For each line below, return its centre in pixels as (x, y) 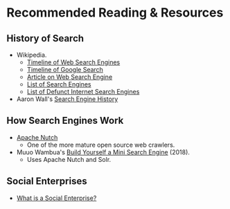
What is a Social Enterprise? (56, 198)
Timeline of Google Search (65, 70)
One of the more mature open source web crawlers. (101, 145)
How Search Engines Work (65, 121)
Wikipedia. (32, 55)
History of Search (45, 38)
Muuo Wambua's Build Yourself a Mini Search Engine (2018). (103, 152)
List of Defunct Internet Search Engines (83, 92)
